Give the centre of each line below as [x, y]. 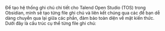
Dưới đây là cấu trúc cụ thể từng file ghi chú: [51, 23]
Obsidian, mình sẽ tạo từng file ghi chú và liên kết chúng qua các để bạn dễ [83, 13]
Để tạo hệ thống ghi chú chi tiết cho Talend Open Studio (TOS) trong [76, 8]
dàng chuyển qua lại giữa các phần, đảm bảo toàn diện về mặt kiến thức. [80, 18]
